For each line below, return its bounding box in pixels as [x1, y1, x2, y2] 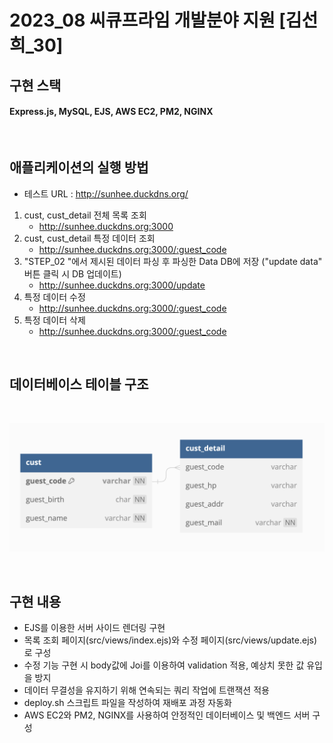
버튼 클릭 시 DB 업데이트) [23, 267, 122, 280]
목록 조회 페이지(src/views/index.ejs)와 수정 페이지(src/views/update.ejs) [23, 634, 318, 646]
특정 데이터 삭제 [23, 314, 86, 326]
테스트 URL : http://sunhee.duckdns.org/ [23, 187, 189, 200]
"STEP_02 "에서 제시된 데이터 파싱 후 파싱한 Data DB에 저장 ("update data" [23, 255, 323, 267]
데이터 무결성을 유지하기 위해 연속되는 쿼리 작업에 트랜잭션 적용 [23, 684, 270, 696]
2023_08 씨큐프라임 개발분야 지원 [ [9, 9, 286, 32]
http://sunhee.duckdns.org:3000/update [38, 279, 206, 291]
